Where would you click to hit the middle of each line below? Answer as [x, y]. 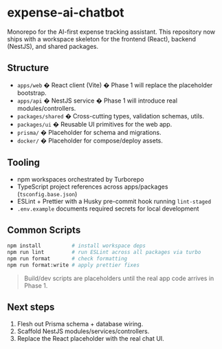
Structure [28, 68]
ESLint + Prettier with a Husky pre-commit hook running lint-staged [114, 201]
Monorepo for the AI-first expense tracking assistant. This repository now [111, 32]
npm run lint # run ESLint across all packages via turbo [104, 253]
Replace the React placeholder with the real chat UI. [91, 338]
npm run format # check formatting [67, 259]
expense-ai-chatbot [66, 13]
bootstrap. [32, 93]
